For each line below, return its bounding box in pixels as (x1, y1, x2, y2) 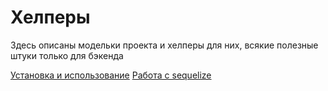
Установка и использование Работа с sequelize (10, 69, 212, 81)
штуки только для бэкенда (10, 49, 124, 61)
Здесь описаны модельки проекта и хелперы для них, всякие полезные (10, 39, 319, 51)
